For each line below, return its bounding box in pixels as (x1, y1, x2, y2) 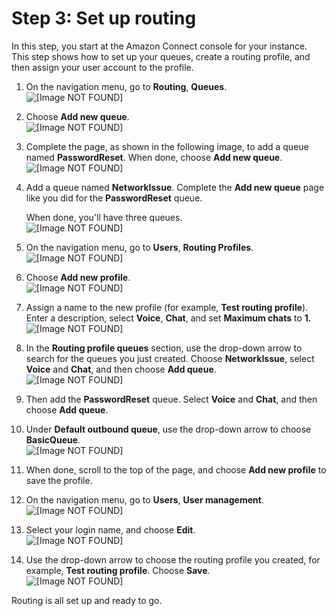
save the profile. (25, 474, 93, 486)
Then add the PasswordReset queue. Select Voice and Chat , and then (25, 393, 318, 405)
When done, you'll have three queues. (25, 211, 183, 223)
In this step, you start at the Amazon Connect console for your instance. (11, 40, 308, 52)
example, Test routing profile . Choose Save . (25, 564, 211, 576)
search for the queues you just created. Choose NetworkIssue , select (25, 352, 315, 364)
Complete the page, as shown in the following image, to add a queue (25, 140, 309, 152)
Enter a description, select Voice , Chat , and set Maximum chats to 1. (25, 312, 312, 324)
